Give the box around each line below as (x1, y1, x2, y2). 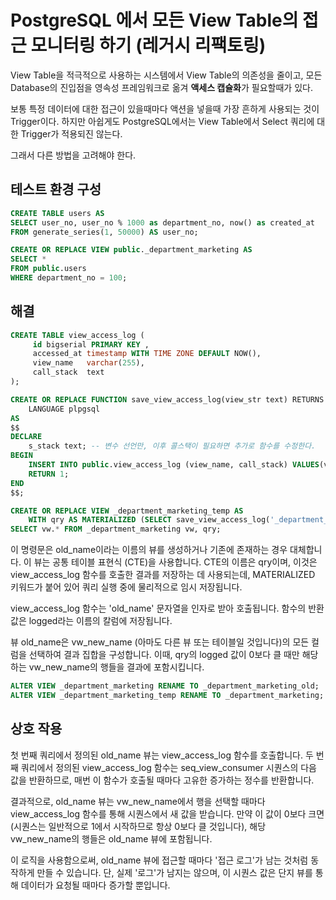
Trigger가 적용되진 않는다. (20, 127, 123, 140)
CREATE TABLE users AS (10, 208, 105, 218)
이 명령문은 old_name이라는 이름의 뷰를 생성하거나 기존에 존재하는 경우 (10, 544, 288, 556)
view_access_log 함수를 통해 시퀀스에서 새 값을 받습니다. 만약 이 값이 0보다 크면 (10, 807, 325, 820)
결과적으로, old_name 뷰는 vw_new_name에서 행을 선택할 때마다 (10, 795, 266, 807)
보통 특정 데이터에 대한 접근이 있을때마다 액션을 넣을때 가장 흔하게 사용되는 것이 (10, 102, 320, 115)
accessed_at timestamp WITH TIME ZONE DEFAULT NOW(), (32, 349, 262, 359)
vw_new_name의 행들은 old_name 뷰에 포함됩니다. (10, 832, 213, 845)
